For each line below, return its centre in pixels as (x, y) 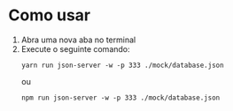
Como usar (50, 15)
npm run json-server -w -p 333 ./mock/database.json (120, 98)
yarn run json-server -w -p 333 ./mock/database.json (122, 65)
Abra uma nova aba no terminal (78, 40)
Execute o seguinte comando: (75, 48)
